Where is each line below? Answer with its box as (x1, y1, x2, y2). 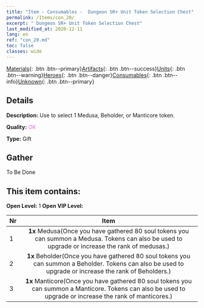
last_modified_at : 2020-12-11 (6, 25, 83, 32)
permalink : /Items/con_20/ (6, 15, 75, 21)
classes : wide (6, 49, 42, 55)
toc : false (6, 43, 34, 49)
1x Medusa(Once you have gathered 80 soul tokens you (28, 227, 189, 235)
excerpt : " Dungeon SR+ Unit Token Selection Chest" (6, 20, 143, 26)
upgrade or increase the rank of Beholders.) (46, 267, 171, 276)
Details (6, 95, 33, 106)
